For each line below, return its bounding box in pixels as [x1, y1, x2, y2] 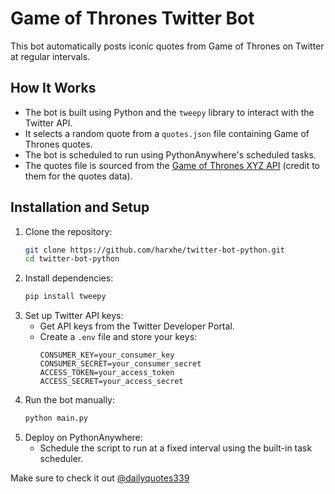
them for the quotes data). [24, 170, 133, 182]
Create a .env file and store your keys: [39, 331, 198, 343]
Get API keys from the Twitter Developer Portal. [39, 320, 235, 332]
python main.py [24, 413, 89, 424]
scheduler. [39, 453, 84, 465]
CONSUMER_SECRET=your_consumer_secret [39, 359, 202, 369]
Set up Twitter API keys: [24, 310, 124, 322]
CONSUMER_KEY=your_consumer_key [39, 350, 175, 361]
